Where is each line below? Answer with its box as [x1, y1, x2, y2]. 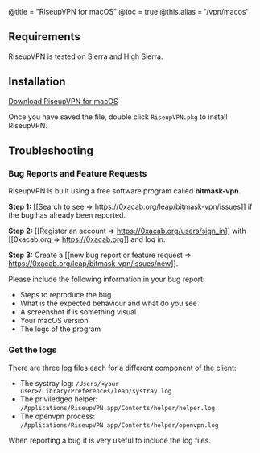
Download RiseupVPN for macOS [8, 96, 118, 106]
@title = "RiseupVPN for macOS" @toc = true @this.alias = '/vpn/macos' [8, 7, 249, 16]
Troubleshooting [8, 144, 94, 158]
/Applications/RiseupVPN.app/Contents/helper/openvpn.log [19, 421, 219, 430]
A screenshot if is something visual [19, 307, 137, 317]
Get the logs [8, 344, 57, 355]
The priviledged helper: [19, 394, 98, 404]
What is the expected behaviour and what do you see [19, 298, 197, 309]
